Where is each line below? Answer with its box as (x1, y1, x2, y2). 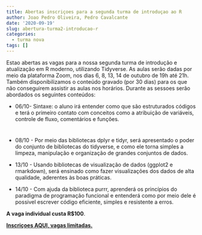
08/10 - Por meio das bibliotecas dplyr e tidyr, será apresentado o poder (14, 137, 195, 144)
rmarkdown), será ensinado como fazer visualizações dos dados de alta (14, 168, 195, 175)
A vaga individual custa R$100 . (6, 210, 86, 218)
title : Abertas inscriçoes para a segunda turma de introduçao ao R (6, 8, 182, 15)
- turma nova (11, 37, 45, 43)
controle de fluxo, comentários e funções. (14, 115, 119, 122)
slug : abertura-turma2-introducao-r (6, 25, 98, 32)
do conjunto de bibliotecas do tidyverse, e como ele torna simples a (14, 143, 184, 151)
